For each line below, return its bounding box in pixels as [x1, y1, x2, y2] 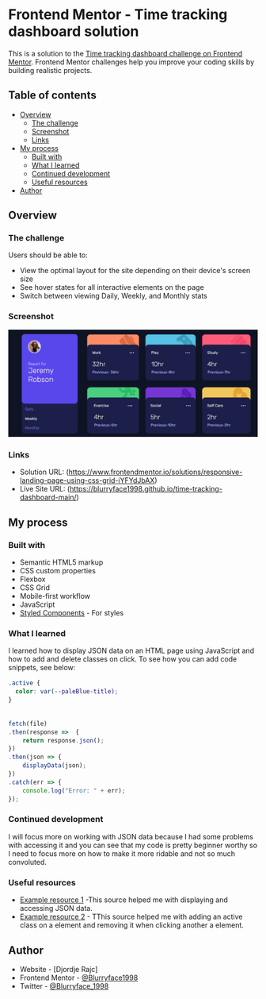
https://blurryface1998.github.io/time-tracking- [70, 484, 223, 494]
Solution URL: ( [19, 467, 69, 477]
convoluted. [8, 857, 47, 866]
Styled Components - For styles [19, 608, 124, 617]
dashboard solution [8, 22, 139, 40]
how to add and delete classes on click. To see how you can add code [8, 654, 237, 664]
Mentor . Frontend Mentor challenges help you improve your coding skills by [8, 57, 255, 67]
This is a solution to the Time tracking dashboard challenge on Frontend [8, 48, 243, 58]
